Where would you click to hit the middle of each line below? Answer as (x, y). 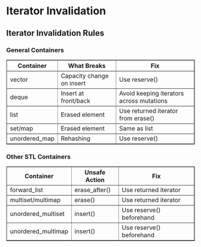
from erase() (137, 118)
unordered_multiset (37, 214)
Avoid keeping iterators (152, 93)
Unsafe (95, 172)
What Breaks (87, 66)
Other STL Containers (38, 156)
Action (95, 180)
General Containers (35, 50)
